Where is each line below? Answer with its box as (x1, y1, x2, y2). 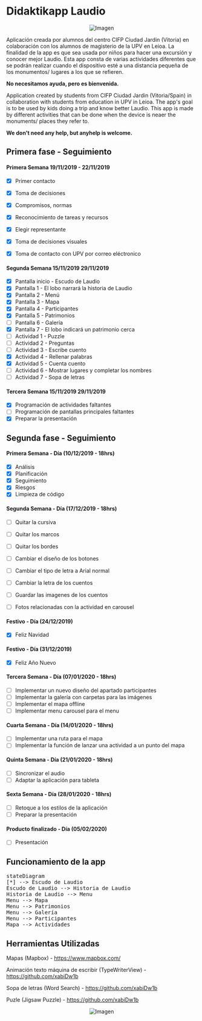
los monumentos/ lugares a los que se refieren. (6, 68, 124, 75)
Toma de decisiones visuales (15, 238, 88, 245)
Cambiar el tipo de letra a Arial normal (15, 567, 110, 574)
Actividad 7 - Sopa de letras (15, 374, 85, 381)
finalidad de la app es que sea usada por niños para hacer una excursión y (6, 48, 192, 56)
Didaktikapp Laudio (6, 4, 106, 18)
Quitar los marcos (15, 530, 59, 537)
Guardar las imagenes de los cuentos (15, 591, 108, 598)
